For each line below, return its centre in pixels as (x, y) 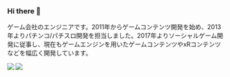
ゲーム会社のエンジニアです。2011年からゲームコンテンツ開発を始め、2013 (114, 27)
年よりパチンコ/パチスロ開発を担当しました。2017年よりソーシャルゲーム (112, 36)
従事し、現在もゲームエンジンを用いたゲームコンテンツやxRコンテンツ (120, 44)
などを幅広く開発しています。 (50, 53)
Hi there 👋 (24, 11)
